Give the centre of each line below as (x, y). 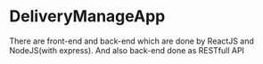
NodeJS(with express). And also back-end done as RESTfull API (127, 50)
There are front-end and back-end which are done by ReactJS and (131, 41)
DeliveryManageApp (87, 16)
